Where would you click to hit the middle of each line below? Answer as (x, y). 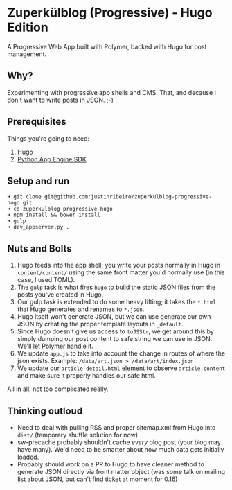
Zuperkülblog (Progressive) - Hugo (110, 13)
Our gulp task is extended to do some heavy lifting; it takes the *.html (117, 302)
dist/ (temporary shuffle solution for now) (78, 435)
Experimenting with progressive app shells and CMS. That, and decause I (112, 92)
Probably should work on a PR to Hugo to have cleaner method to (110, 464)
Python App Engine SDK (52, 159)
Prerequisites (37, 122)
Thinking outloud (45, 411)
